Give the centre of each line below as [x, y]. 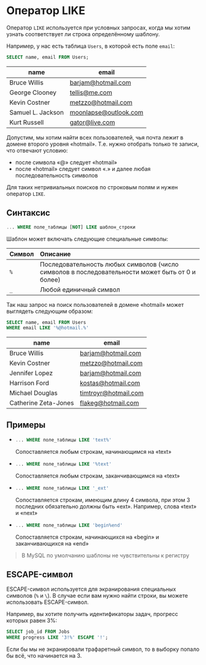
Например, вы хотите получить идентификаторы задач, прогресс [92, 614]
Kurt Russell [27, 122]
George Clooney [33, 92]
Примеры [26, 425]
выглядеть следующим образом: [50, 311]
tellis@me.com [91, 92]
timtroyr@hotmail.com [112, 393]
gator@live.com [92, 122]
